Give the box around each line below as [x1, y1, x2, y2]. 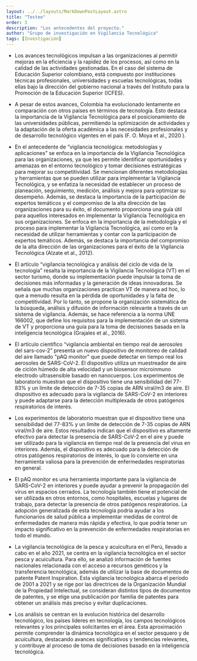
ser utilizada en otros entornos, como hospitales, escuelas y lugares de [14, 494, 187, 501]
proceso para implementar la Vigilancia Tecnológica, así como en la [14, 224, 178, 231]
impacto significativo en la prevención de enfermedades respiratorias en [14, 526, 190, 532]
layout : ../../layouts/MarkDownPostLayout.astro [6, 8, 127, 15]
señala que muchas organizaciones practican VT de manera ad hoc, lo [14, 286, 185, 292]
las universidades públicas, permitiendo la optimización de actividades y [14, 120, 190, 126]
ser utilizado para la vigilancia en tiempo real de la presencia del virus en [14, 440, 191, 446]
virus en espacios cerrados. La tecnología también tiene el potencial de [14, 488, 188, 495]
